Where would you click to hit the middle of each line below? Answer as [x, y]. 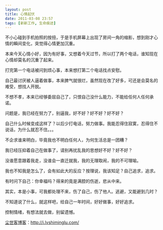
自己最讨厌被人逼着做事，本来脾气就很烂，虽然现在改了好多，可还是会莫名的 [81, 81]
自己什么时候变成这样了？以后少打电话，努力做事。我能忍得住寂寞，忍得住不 [81, 124]
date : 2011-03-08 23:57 [29, 18]
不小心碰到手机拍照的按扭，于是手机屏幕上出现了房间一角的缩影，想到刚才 [79, 37]
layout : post [18, 9]
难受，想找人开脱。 [24, 87]
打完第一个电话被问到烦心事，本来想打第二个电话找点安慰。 [65, 70]
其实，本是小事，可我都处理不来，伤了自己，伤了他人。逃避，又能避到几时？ [81, 192]
